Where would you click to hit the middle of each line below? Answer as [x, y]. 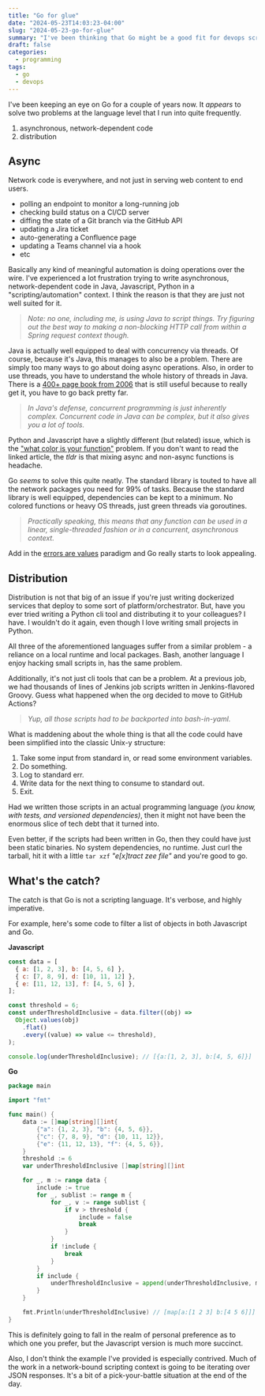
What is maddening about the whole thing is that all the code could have [125, 734]
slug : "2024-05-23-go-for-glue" [61, 30]
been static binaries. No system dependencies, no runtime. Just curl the [125, 848]
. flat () [35, 1027]
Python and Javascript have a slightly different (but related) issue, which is [129, 441]
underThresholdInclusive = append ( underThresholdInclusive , [151, 1283]
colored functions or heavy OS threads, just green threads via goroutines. [127, 506]
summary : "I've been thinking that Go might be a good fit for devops [127, 38]
